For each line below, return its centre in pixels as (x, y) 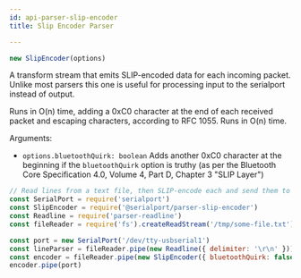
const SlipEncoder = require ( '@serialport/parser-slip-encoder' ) (133, 208)
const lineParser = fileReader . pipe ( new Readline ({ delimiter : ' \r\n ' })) (152, 249)
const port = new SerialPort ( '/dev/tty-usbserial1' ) (110, 240)
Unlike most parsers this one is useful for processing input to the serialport (147, 85)
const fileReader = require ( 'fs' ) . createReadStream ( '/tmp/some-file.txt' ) (152, 224)
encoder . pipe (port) (46, 265)
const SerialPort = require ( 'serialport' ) (90, 199)
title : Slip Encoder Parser (62, 26)
